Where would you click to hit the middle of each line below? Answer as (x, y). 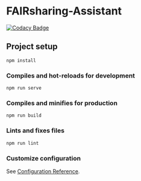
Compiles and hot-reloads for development (71, 75)
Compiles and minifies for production (62, 103)
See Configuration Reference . (43, 171)
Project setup (32, 47)
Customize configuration (44, 158)
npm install (21, 60)
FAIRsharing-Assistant (64, 11)
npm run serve (24, 88)
